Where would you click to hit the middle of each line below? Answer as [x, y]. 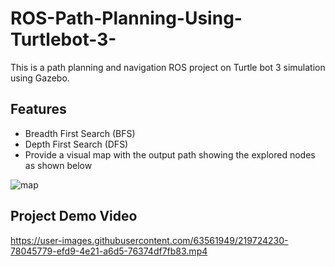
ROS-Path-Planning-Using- [126, 18]
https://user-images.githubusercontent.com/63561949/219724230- [149, 240]
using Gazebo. [40, 78]
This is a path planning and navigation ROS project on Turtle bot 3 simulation [168, 67]
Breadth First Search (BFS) [80, 133]
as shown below [58, 165]
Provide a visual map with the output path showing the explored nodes [170, 154]
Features [38, 109]
